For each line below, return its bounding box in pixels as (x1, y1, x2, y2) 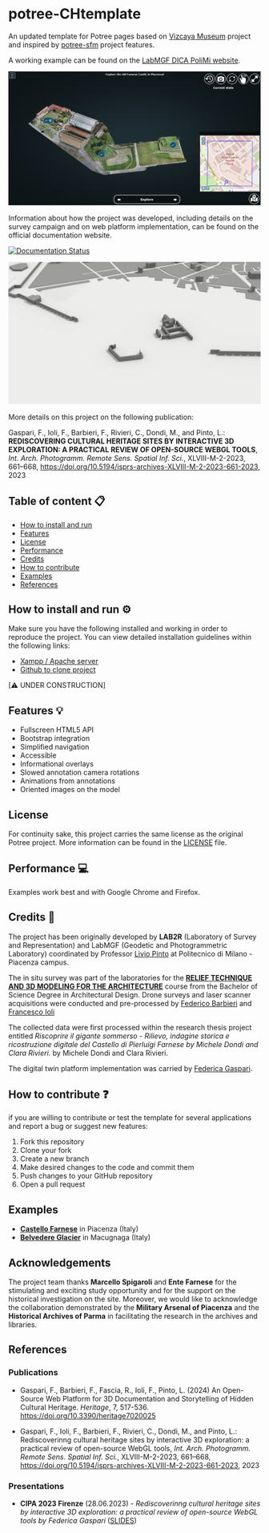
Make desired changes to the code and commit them (19, 1163, 195, 1172)
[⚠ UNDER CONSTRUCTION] (8, 681, 106, 690)
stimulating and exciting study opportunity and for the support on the (8, 1286, 236, 1295)
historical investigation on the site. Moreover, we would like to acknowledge (8, 1294, 258, 1304)
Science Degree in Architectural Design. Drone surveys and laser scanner (8, 989, 251, 999)
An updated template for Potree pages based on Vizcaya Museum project (8, 31, 251, 41)
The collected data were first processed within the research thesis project (8, 1022, 252, 1032)
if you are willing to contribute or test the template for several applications (8, 1113, 252, 1122)
